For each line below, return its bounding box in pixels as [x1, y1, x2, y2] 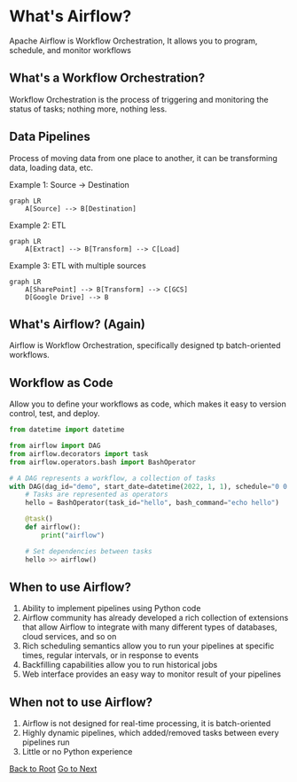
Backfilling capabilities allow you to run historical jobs [21, 660, 218, 670]
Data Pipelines [9, 129, 91, 144]
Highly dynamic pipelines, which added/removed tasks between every [21, 728, 279, 739]
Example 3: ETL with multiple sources [9, 259, 146, 271]
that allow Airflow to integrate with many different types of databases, [21, 622, 277, 632]
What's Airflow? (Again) [9, 316, 146, 331]
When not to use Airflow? [9, 694, 153, 709]
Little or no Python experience [21, 747, 133, 757]
